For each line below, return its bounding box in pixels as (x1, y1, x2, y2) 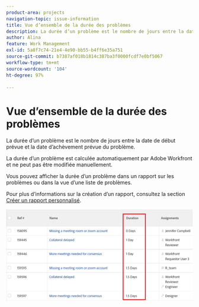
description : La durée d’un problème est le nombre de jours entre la (6, 29, 184, 34)
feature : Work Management (6, 41, 70, 47)
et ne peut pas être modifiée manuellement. (6, 161, 113, 169)
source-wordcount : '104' (6, 66, 68, 72)
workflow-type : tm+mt (6, 59, 60, 65)
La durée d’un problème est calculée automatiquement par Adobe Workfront (6, 155, 192, 162)
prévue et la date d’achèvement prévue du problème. (6, 143, 136, 151)
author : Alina (6, 34, 41, 41)
